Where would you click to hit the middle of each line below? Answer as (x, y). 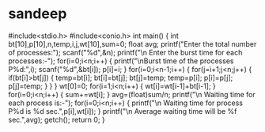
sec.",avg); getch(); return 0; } (57, 119)
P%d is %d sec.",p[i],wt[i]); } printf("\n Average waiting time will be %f (123, 111)
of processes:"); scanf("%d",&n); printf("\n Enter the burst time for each (125, 52)
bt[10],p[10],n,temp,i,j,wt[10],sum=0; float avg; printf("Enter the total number (132, 43)
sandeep (38, 14)
